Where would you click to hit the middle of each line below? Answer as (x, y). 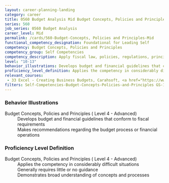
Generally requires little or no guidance (58, 170)
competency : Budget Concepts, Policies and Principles (64, 47)
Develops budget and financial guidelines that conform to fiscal (83, 118)
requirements (31, 124)
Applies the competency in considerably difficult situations (78, 164)
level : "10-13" (21, 62)
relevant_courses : (24, 76)
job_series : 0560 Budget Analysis (41, 29)
